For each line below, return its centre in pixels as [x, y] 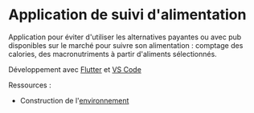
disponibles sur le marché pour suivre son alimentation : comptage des [126, 45]
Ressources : [30, 85]
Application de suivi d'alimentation [127, 15]
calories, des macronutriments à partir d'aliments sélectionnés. [113, 54]
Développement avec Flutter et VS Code [75, 69]
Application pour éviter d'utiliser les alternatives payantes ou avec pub [125, 37]
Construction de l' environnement [74, 100]
